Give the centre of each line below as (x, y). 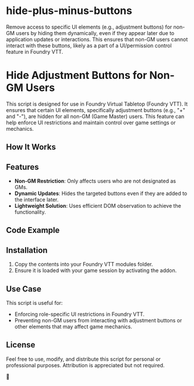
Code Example (33, 230)
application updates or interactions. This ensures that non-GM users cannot (97, 39)
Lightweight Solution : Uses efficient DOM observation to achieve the (98, 206)
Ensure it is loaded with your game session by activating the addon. (96, 270)
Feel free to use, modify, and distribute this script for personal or (84, 359)
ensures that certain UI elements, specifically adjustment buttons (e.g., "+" (96, 110)
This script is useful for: (34, 303)
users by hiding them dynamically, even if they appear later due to (95, 33)
